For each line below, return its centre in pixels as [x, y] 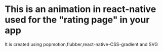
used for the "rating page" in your [77, 20]
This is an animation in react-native [80, 9]
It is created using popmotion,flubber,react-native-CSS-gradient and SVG [81, 44]
